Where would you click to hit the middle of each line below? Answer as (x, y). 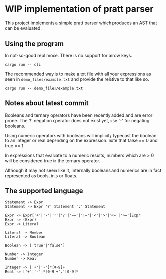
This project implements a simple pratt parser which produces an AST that (81, 23)
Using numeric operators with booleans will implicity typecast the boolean (81, 135)
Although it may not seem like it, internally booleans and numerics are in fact (83, 170)
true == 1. (15, 146)
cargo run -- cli (23, 65)
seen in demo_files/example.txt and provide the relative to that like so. (77, 79)
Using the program (35, 44)
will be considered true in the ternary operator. (53, 161)
